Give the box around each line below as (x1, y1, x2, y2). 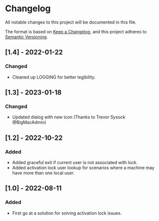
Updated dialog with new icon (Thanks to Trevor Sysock (12, 114, 126, 120)
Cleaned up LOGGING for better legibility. (12, 74, 96, 80)
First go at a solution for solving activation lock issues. (12, 210, 122, 216)
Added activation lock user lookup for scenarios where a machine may (12, 165, 155, 170)
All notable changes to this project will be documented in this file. (5, 19, 137, 25)
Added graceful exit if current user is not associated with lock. (12, 160, 138, 165)
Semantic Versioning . (5, 34, 48, 40)
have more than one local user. (12, 170, 75, 176)
